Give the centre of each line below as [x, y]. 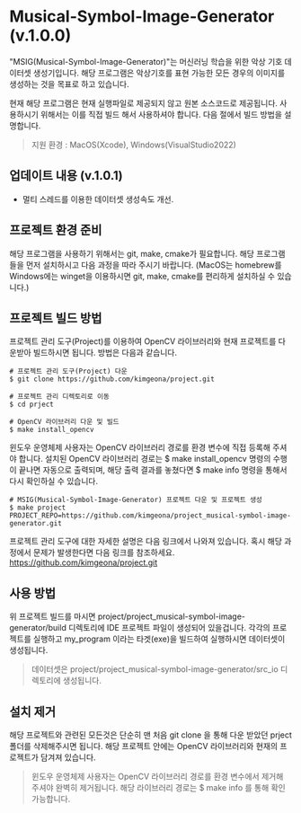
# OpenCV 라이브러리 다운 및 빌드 [64, 422]
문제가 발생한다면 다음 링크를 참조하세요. [104, 552]
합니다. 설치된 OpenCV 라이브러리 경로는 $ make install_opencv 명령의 [145, 459]
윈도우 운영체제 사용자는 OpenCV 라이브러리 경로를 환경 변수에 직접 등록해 [140, 447]
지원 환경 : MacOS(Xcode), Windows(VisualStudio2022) [133, 145]
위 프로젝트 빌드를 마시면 [53, 616]
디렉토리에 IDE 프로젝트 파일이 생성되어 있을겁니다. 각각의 [170, 628]
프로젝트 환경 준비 [56, 230]
